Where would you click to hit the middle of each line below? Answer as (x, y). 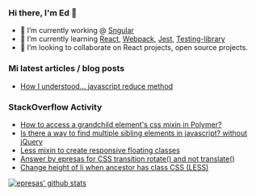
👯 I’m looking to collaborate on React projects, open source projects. (134, 48)
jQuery (31, 141)
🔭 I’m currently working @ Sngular (77, 31)
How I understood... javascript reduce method (97, 86)
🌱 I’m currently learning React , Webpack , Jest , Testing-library (123, 39)
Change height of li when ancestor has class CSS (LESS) (114, 167)
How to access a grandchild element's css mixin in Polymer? (121, 124)
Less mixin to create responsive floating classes (100, 150)
